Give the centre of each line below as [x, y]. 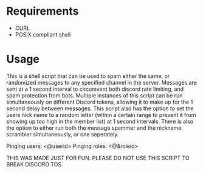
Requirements [43, 11]
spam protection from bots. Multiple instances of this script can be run [95, 95]
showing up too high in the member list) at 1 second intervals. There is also [100, 121]
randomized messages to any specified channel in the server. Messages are [102, 82]
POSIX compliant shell [43, 34]
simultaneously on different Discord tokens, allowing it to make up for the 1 [100, 102]
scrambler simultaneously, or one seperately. [63, 134]
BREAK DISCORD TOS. [35, 164]
